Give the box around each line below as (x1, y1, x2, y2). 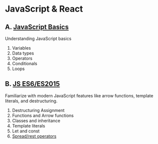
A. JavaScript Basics (5, 23, 69, 31)
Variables (12, 45, 31, 51)
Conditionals (12, 61, 37, 66)
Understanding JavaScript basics (5, 36, 72, 41)
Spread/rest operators (12, 133, 57, 139)
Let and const (12, 128, 40, 134)
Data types (12, 50, 34, 56)
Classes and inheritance (12, 118, 61, 124)
